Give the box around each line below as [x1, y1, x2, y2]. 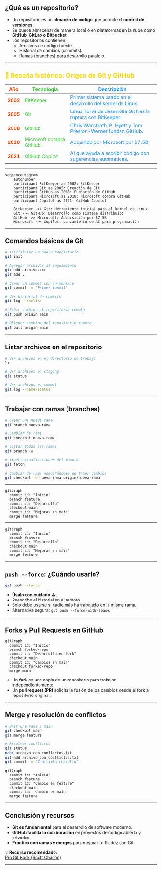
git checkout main [5, 728, 42, 733]
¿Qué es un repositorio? [5, 4, 79, 12]
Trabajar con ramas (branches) [5, 405, 100, 413]
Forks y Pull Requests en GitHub [5, 626, 104, 634]
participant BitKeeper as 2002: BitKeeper [13, 181, 100, 186]
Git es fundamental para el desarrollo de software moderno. [12, 824, 133, 830]
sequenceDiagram [5, 173, 38, 177]
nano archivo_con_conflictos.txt [5, 751, 72, 756]
